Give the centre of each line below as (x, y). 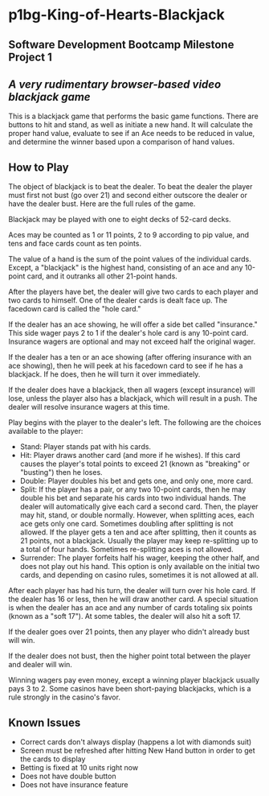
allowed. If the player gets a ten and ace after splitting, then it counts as (138, 532)
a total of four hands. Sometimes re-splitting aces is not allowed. (127, 550)
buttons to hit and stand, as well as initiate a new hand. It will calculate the (130, 125)
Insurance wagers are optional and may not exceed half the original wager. (132, 342)
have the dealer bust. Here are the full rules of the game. (102, 204)
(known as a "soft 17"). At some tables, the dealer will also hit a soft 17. (124, 617)
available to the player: (46, 431)
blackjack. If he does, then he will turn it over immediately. (104, 374)
